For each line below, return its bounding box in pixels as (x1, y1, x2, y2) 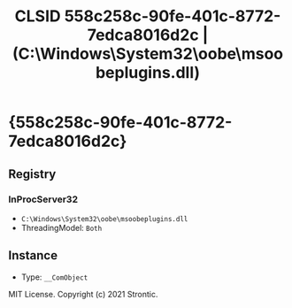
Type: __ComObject (20, 272, 88, 282)
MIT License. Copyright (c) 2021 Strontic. (8, 289, 158, 299)
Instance (8, 248, 58, 263)
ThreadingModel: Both (20, 222, 103, 233)
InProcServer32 (8, 193, 79, 205)
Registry (8, 166, 57, 181)
